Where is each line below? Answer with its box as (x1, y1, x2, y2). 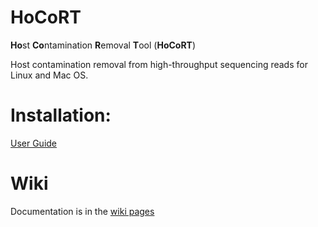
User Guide (10, 137, 58, 149)
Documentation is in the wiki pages (10, 205, 155, 217)
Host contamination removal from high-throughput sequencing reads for (10, 58, 308, 70)
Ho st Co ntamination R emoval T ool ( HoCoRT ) (10, 39, 197, 51)
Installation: (10, 104, 112, 127)
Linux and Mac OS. (10, 69, 89, 81)
